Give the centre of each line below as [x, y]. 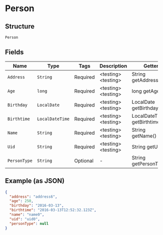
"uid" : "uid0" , [25, 219]
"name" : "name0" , [27, 215]
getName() [144, 136]
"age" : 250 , [22, 201]
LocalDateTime [53, 119]
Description [113, 66]
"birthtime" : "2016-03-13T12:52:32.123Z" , [53, 210]
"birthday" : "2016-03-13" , [37, 206]
